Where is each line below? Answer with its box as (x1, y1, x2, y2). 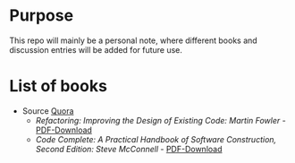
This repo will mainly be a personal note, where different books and (9, 35, 257, 46)
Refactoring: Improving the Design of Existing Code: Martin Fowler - (35, 115, 286, 125)
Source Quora (21, 105, 74, 116)
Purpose (9, 5, 74, 26)
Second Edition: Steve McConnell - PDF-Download (35, 143, 223, 154)
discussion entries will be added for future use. (9, 44, 183, 55)
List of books (9, 76, 107, 97)
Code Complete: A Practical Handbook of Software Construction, (35, 133, 277, 144)
